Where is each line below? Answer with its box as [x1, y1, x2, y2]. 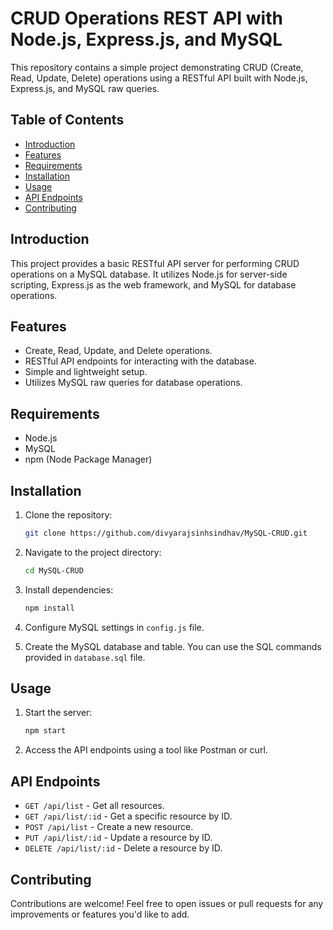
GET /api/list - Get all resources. [24, 800, 165, 812]
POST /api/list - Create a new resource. [24, 821, 194, 833]
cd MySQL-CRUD [24, 565, 84, 576]
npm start [24, 726, 67, 736]
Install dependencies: [24, 583, 114, 596]
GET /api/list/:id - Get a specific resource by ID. [24, 810, 233, 822]
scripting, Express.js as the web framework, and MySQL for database [10, 278, 297, 291]
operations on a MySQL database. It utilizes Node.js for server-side [10, 268, 288, 280]
